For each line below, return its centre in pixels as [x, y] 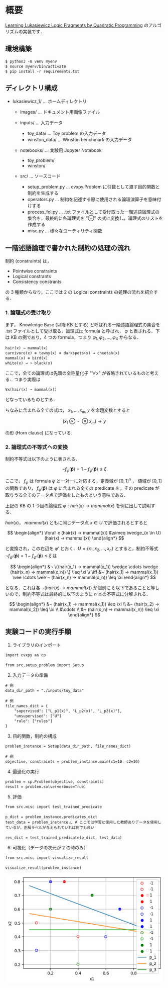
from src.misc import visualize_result [47, 858]
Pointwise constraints [35, 271]
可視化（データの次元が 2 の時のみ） [50, 847]
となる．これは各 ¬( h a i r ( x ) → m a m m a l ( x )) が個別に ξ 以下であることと [78, 588]
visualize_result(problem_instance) [43, 868]
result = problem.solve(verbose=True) [46, 787]
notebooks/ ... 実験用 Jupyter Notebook [61, 150]
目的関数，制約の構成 [34, 736]
